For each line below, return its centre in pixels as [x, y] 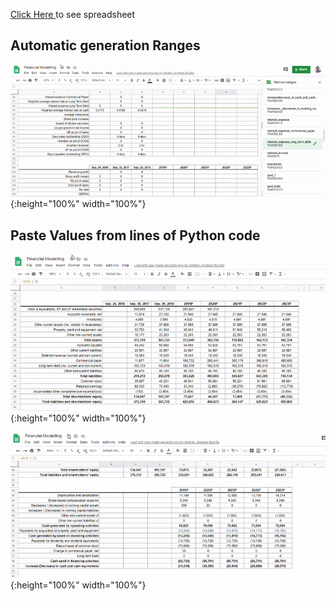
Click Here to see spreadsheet [73, 14]
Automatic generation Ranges [105, 45]
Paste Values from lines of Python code [135, 235]
